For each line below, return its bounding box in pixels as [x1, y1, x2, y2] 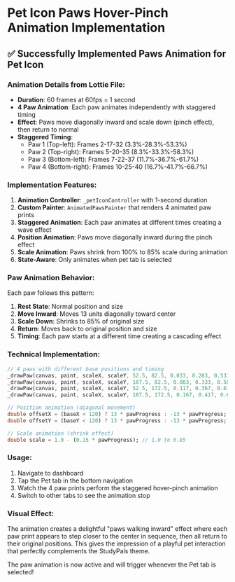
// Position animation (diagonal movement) [7, 404, 136, 411]
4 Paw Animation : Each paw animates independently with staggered [17, 103, 215, 111]
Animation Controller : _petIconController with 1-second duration [17, 196, 208, 205]
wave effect [17, 226, 52, 234]
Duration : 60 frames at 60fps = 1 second [17, 95, 136, 104]
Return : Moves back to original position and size [17, 324, 157, 333]
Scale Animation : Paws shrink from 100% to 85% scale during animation [17, 248, 228, 256]
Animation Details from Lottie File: [7, 79, 126, 89]
